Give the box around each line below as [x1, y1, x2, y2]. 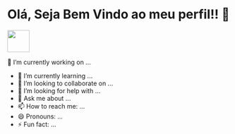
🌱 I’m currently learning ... [17, 71, 93, 80]
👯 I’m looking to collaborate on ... [17, 79, 114, 87]
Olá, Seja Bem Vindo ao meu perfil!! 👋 [7, 6, 230, 23]
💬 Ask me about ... [17, 94, 71, 102]
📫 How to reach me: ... [17, 102, 85, 110]
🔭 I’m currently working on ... [7, 58, 92, 66]
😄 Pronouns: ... [17, 112, 64, 121]
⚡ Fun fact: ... [17, 120, 56, 128]
